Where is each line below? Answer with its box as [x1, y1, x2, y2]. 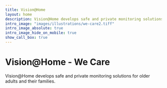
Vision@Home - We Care [5, 57, 110, 68]
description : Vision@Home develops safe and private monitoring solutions [5, 16, 164, 21]
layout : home [5, 12, 32, 17]
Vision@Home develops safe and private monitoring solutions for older [5, 73, 150, 79]
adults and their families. [5, 78, 56, 84]
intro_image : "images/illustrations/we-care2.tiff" [5, 21, 114, 26]
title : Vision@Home [5, 7, 46, 12]
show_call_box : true [5, 35, 48, 40]
